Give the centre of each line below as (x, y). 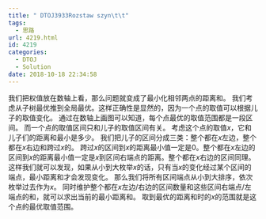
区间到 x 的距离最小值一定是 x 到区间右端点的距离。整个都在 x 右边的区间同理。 (132, 157)
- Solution (33, 67)
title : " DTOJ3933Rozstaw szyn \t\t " (68, 15)
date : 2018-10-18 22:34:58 (53, 74)
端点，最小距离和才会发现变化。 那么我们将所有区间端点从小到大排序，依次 (131, 177)
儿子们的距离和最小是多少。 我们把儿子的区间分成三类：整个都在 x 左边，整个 (133, 137)
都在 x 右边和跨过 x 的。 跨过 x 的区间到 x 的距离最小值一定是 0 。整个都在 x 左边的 (132, 147)
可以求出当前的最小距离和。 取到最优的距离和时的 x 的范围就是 (150, 196)
